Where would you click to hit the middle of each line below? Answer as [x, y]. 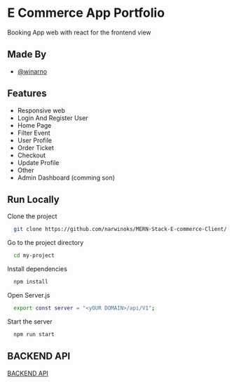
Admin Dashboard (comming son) [66, 178]
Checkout [32, 155]
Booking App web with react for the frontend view [80, 32]
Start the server [30, 322]
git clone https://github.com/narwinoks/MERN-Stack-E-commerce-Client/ [121, 230]
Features [27, 94]
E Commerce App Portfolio [86, 13]
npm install [31, 282]
